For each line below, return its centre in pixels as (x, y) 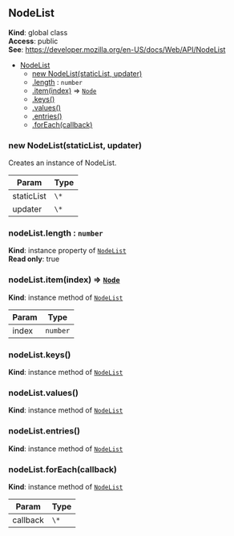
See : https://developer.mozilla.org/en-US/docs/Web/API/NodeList (117, 49)
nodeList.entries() (44, 431)
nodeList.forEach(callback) (63, 470)
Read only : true (34, 259)
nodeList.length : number (56, 233)
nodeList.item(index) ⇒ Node (64, 280)
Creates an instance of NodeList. (63, 163)
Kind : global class (38, 32)
